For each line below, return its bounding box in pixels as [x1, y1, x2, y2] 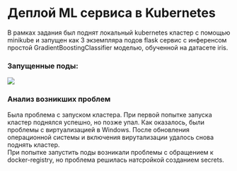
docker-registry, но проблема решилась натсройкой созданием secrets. [7, 155, 224, 164]
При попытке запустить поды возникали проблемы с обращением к [7, 148, 214, 156]
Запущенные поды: [7, 61, 79, 71]
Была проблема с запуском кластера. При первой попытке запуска [7, 110, 212, 119]
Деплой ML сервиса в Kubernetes [7, 5, 216, 21]
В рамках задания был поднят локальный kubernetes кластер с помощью [7, 28, 231, 37]
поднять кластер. [7, 140, 60, 149]
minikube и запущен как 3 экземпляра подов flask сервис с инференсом [7, 35, 227, 44]
